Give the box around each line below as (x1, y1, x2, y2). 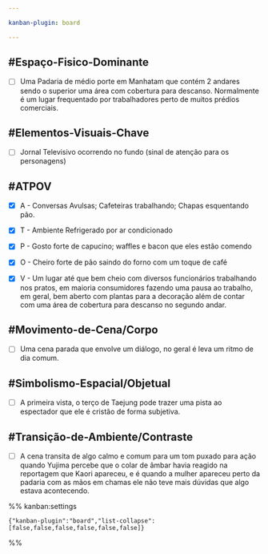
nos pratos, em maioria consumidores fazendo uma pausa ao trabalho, (19, 282, 254, 293)
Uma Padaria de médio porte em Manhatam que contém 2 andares (19, 77, 240, 87)
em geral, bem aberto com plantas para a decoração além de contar (19, 291, 246, 301)
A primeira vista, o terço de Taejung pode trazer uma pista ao (19, 398, 222, 407)
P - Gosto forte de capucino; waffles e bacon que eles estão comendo (19, 241, 252, 251)
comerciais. (19, 103, 58, 112)
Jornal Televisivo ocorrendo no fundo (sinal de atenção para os (19, 148, 230, 157)
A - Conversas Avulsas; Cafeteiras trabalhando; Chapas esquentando (19, 201, 250, 211)
